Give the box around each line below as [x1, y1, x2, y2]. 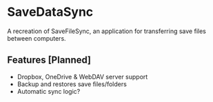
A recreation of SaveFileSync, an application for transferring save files [7, 27, 207, 35]
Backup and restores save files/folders [17, 80, 128, 88]
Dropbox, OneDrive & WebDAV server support [17, 72, 148, 81]
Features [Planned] [7, 54, 92, 66]
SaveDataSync [7, 4, 94, 20]
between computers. [7, 34, 67, 42]
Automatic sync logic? [17, 87, 81, 95]
